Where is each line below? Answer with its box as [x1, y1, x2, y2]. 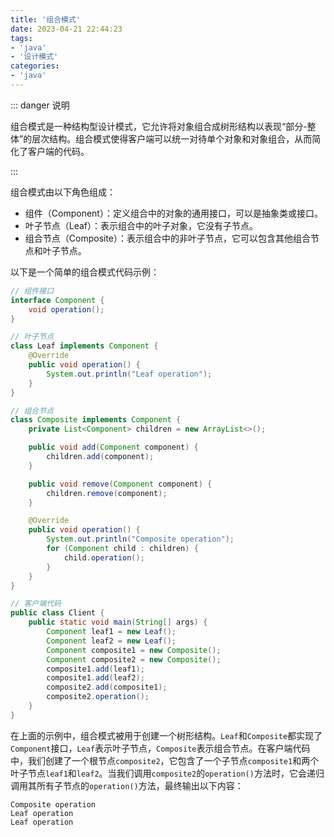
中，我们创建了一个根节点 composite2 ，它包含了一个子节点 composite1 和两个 [10, 754, 320, 766]
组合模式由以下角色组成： [10, 186, 116, 198]
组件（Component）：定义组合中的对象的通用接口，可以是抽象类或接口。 [24, 207, 323, 219]
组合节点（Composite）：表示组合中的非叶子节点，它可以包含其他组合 [24, 232, 312, 244]
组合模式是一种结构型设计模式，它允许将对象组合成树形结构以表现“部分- [10, 120, 308, 132]
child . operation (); [63, 552, 145, 563]
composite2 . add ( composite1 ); [46, 682, 168, 693]
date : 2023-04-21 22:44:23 [10, 24, 123, 34]
